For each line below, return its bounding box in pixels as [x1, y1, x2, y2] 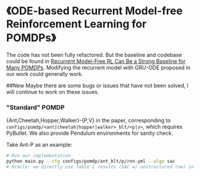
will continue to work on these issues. [6, 88, 99, 95]
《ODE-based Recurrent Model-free [6, 4, 183, 18]
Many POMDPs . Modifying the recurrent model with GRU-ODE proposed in [6, 63, 190, 71]
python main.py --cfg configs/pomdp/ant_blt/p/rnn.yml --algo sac [6, 159, 175, 165]
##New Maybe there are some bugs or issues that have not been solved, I [6, 81, 189, 89]
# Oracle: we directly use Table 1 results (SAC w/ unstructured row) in [6, 163, 195, 170]
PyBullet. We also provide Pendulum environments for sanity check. [6, 129, 174, 137]
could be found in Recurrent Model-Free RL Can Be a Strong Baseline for [6, 57, 186, 65]
